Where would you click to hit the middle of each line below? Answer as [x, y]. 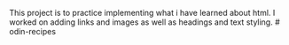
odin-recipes [32, 31]
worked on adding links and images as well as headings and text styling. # [145, 22]
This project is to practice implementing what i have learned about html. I [142, 13]
